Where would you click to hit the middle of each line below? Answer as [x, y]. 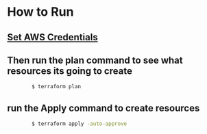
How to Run [40, 12]
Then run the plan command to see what [95, 60]
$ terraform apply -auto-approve [80, 124]
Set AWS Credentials [52, 37]
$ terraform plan [56, 87]
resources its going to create [70, 71]
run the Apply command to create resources [103, 108]
